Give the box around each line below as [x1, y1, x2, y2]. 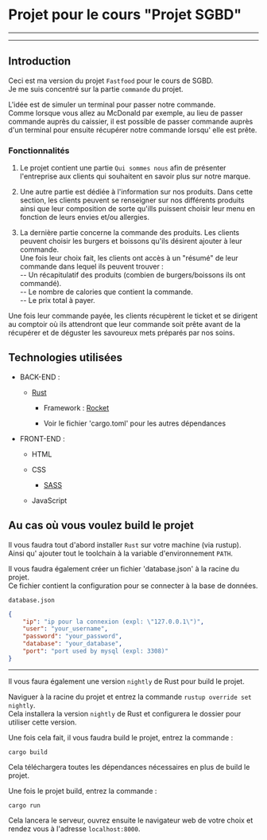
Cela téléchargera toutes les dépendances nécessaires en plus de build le [8, 762, 250, 771]
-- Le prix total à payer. [19, 296, 95, 305]
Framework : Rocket [43, 402, 110, 412]
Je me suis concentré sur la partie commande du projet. [8, 84, 184, 93]
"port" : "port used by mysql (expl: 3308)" [22, 647, 169, 655]
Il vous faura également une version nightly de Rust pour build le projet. [8, 676, 245, 686]
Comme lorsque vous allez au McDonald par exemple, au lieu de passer [8, 108, 243, 117]
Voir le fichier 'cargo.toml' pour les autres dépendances [43, 418, 226, 428]
